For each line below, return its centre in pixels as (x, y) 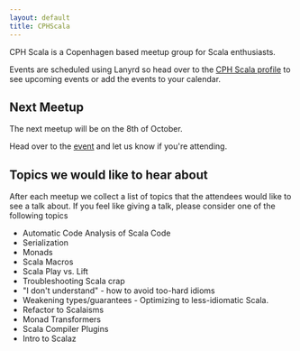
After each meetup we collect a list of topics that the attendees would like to (150, 197)
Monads (37, 253)
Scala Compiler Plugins (65, 329)
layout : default (40, 18)
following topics (39, 216)
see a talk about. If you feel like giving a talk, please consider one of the (143, 206)
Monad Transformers (62, 319)
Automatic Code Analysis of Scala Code (96, 233)
